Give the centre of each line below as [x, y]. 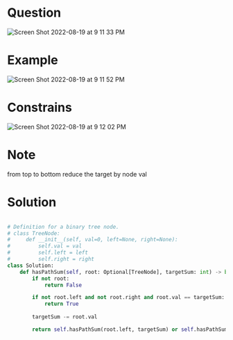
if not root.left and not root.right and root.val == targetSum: [129, 298]
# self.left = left [48, 253]
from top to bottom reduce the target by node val [77, 174]
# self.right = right [51, 259]
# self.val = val [44, 246]
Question [34, 13]
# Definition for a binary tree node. [63, 227]
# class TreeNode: [34, 233]
